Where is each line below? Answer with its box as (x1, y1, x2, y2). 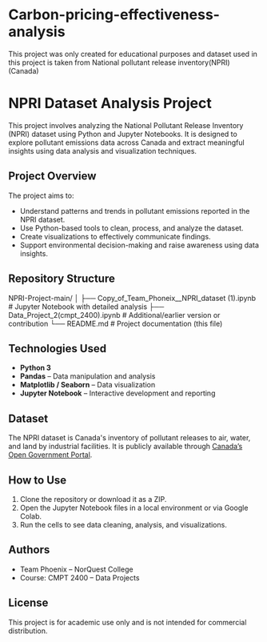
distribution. (8, 626, 48, 636)
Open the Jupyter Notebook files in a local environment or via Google (19, 503, 249, 512)
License (8, 596, 49, 610)
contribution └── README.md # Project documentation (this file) (8, 319, 223, 328)
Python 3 (19, 363, 52, 373)
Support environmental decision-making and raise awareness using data (19, 240, 260, 250)
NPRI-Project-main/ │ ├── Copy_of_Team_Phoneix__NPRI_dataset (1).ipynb (8, 293, 257, 303)
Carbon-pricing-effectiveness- (8, 6, 220, 24)
